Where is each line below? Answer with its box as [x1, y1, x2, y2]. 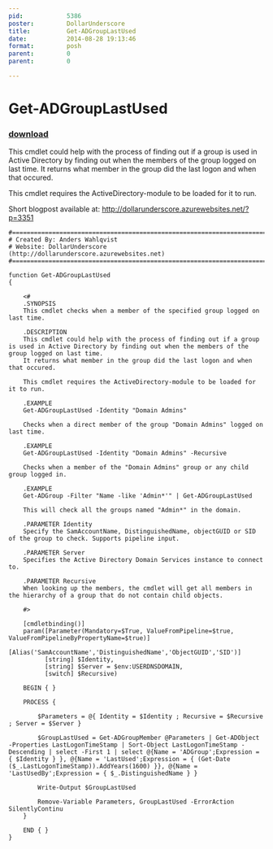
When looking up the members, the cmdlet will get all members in [23, 585, 253, 593]
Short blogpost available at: [8, 204, 100, 214]
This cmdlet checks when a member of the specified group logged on [23, 307, 260, 316]
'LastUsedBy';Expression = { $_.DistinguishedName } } [8, 769, 198, 777]
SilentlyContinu [8, 805, 63, 813]
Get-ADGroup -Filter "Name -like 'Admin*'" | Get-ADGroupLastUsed [23, 492, 253, 500]
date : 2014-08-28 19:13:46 [8, 34, 136, 43]
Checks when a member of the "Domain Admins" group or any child [23, 464, 249, 472]
